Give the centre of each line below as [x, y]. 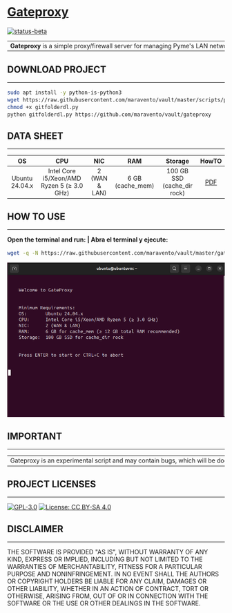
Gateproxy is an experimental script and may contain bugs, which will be [113, 460]
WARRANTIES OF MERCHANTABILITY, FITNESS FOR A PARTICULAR [105, 567]
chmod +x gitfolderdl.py [43, 107]
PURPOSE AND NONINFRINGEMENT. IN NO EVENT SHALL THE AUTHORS [113, 574]
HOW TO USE [36, 216]
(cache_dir [177, 186]
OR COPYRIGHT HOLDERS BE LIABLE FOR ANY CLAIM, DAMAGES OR [107, 581]
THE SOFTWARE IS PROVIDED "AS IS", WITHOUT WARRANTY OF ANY [108, 552]
